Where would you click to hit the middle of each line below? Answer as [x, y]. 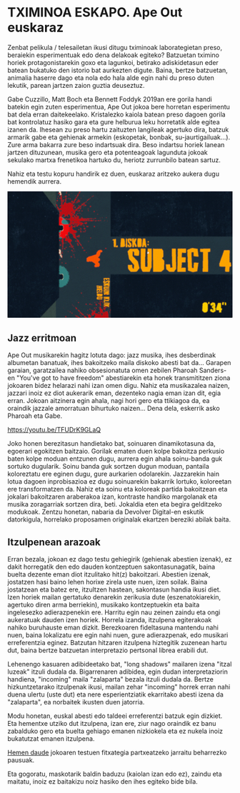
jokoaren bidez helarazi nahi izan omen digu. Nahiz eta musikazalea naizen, [119, 386]
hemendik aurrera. [35, 181]
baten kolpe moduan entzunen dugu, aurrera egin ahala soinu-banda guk [115, 459]
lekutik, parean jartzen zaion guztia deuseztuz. [76, 85]
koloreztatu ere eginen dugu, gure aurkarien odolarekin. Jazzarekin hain [114, 474]
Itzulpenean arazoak [54, 542]
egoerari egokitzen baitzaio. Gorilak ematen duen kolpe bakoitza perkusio [116, 452]
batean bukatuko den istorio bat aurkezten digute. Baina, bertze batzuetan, [118, 70]
